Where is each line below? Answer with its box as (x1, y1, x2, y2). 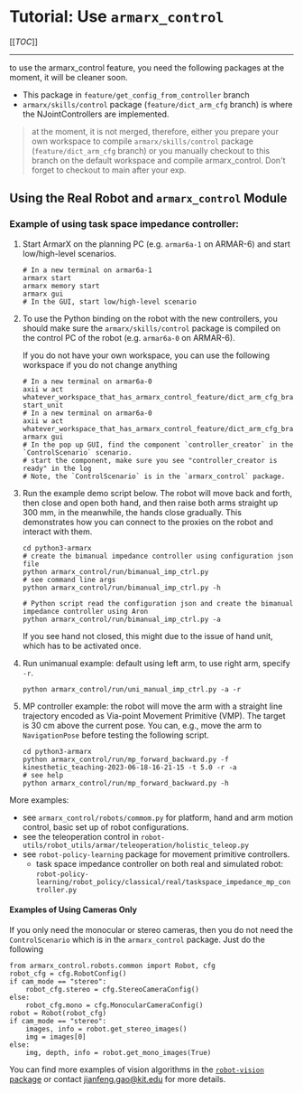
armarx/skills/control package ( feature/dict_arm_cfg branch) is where (22, 99, 293, 109)
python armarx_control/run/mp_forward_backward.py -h (22, 778, 229, 787)
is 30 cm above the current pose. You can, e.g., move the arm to (22, 720, 262, 730)
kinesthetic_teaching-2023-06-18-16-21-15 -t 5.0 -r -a (22, 762, 237, 772)
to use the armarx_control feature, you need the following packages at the (9, 61, 285, 73)
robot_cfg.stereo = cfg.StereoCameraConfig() (25, 985, 200, 994)
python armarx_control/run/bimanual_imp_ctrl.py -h (22, 583, 221, 592)
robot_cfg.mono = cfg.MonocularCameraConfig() (25, 1001, 204, 1010)
